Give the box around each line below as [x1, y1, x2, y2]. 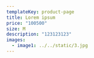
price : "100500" [6, 20, 47, 26]
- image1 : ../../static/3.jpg [12, 43, 88, 49]
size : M [6, 25, 26, 32]
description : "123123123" [6, 31, 72, 37]
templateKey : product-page [6, 8, 75, 15]
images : [6, 37, 26, 43]
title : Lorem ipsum [6, 14, 56, 21]
